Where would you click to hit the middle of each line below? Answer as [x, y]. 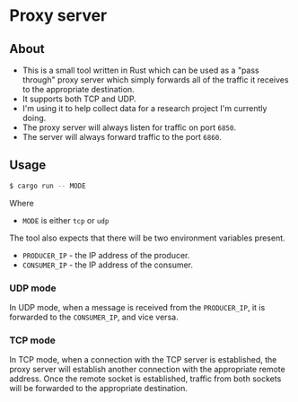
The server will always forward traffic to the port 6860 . [122, 137]
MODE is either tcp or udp [66, 220]
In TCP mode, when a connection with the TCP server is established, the [143, 360]
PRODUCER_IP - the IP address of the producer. [106, 255]
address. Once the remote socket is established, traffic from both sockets [145, 379]
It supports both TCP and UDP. [79, 99]
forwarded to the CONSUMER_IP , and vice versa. [94, 317]
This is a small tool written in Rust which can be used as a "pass [140, 70]
